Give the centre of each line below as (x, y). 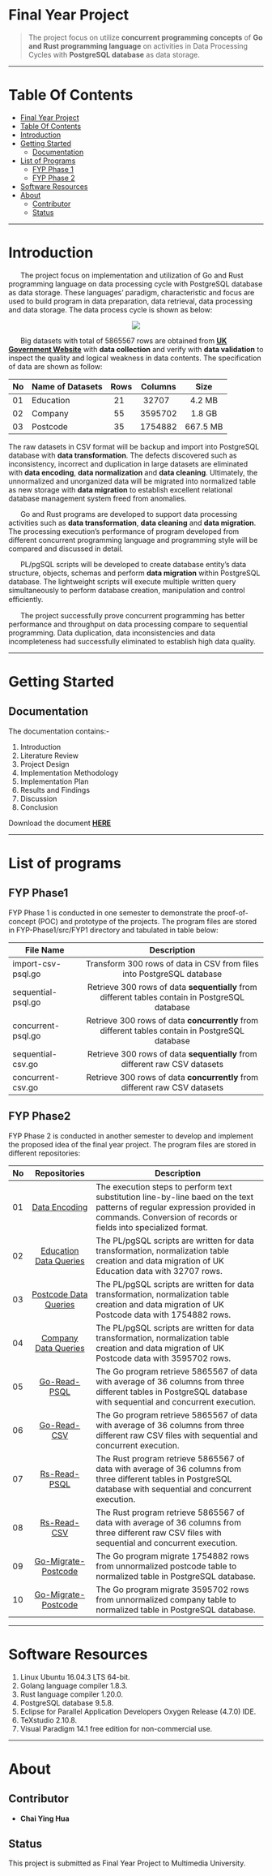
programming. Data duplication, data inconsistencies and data (112, 633)
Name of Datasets (67, 386)
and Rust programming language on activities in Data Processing (138, 45)
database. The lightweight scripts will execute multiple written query (122, 581)
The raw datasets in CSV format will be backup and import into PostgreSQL (134, 446)
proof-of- (233, 912)
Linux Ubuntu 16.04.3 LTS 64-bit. (75, 1676)
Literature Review (49, 755)
